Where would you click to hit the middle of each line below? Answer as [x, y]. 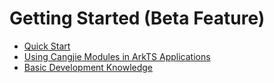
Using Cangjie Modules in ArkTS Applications [117, 56]
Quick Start [47, 46]
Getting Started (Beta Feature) [137, 18]
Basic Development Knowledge [88, 67]
